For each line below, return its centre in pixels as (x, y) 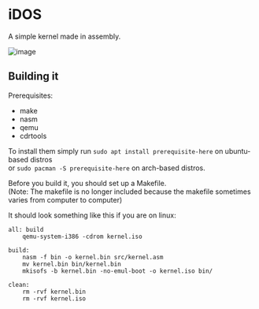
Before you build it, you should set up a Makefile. (87, 183)
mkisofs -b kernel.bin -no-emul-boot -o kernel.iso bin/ (118, 271)
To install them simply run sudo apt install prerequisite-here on (116, 151)
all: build (26, 229)
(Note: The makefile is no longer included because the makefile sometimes (129, 192)
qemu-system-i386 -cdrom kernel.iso (83, 236)
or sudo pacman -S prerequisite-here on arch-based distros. (107, 168)
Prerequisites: (31, 95)
